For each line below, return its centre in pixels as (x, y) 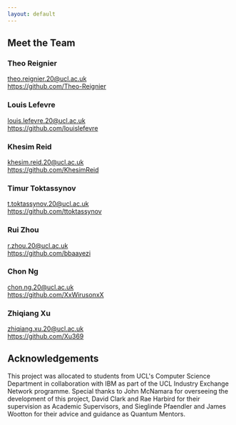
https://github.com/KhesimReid (53, 169)
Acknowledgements (53, 359)
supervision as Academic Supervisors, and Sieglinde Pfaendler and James (117, 406)
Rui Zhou (23, 230)
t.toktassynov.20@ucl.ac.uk (48, 204)
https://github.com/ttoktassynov (55, 211)
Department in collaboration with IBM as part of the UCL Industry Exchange (118, 384)
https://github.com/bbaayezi (49, 253)
